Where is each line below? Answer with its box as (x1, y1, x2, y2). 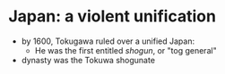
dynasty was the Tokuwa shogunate (21, 54, 156, 65)
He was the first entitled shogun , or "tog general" (34, 45, 217, 55)
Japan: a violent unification (8, 6, 217, 27)
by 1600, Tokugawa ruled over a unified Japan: (21, 36, 195, 46)
